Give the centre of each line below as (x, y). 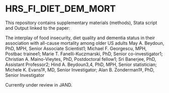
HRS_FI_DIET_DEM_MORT (61, 9)
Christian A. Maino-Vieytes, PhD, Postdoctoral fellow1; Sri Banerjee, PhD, (81, 59)
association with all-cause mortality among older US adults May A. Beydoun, (85, 43)
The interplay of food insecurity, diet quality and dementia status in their (80, 38)
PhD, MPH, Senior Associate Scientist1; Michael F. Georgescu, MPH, (76, 48)
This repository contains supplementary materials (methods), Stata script (81, 23)
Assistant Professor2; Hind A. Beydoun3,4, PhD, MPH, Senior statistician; (81, 64)
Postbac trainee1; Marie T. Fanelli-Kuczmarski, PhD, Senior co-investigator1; (84, 54)
